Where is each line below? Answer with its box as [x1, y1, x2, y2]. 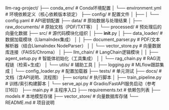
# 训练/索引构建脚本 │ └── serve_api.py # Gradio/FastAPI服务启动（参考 [5, 81, 156, 86]
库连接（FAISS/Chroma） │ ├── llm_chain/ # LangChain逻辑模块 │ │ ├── [5, 49, 158, 55]
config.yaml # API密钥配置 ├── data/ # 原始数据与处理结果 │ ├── [5, 18, 142, 23]
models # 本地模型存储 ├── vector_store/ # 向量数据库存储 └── [5, 93, 139, 99]
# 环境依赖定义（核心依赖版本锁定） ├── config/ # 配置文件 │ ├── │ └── [5, 11, 159, 17]
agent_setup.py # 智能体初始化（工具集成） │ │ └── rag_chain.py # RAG [5, 56, 156, 61]
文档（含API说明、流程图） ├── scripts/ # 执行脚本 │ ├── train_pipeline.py [5, 74, 162, 80]
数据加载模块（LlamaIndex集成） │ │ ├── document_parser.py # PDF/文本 [5, 36, 160, 42]
